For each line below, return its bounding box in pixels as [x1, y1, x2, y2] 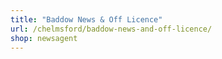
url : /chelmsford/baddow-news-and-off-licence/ [10, 24, 213, 34]
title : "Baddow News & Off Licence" [10, 14, 163, 25]
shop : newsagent [10, 33, 78, 43]
